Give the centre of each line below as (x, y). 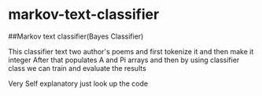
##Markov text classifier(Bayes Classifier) (76, 36)
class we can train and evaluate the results (77, 68)
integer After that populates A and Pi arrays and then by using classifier (124, 60)
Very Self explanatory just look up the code (78, 83)
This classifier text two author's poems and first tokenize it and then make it (131, 51)
